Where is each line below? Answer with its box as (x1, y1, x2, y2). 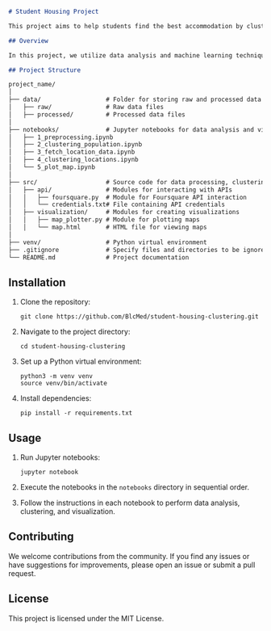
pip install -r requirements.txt (19, 409, 133, 418)
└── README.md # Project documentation (8, 253, 190, 262)
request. (8, 568, 36, 578)
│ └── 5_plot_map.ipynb (8, 163, 95, 171)
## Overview (8, 36, 48, 44)
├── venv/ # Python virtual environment (8, 238, 207, 246)
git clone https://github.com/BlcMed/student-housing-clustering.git (19, 313, 260, 321)
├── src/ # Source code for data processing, (8, 178, 229, 186)
